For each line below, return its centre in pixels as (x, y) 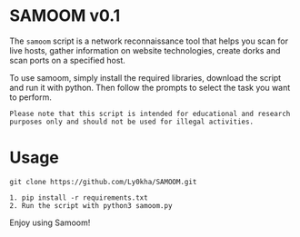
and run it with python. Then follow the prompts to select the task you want (150, 87)
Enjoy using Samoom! (50, 222)
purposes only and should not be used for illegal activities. (132, 122)
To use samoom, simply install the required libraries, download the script (145, 77)
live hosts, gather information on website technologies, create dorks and (145, 50)
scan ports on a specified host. (67, 60)
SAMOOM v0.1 (65, 16)
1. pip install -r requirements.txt (79, 197)
